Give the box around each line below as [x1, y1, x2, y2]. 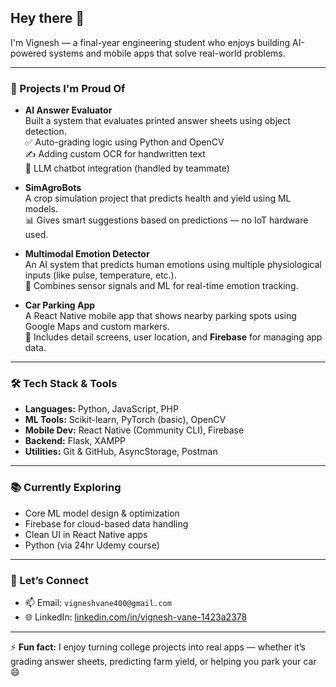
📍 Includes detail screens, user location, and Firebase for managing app [24, 331, 323, 343]
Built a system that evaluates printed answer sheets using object [24, 115, 291, 127]
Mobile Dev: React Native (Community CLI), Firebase [24, 424, 245, 436]
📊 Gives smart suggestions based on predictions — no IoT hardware [24, 214, 309, 226]
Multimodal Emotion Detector [24, 248, 150, 260]
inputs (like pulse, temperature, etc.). [24, 269, 177, 281]
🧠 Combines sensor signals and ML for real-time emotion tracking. [24, 280, 299, 292]
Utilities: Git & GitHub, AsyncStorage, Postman [24, 446, 218, 458]
